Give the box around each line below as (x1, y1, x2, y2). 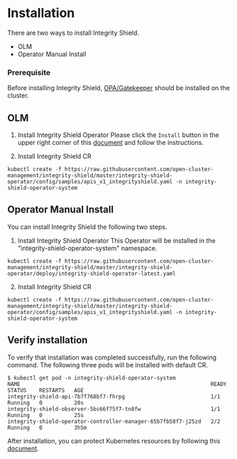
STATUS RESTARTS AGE (7, 387, 84, 394)
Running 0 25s (7, 411, 84, 418)
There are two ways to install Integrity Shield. (7, 28, 140, 37)
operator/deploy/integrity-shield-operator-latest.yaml (7, 270, 176, 277)
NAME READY (7, 380, 227, 388)
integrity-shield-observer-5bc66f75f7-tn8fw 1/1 (7, 405, 221, 413)
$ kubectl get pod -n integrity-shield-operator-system (7, 374, 176, 382)
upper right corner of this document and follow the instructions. (17, 139, 204, 147)
